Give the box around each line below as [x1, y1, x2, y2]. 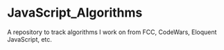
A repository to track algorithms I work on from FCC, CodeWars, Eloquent [7, 28, 217, 36]
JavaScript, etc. [7, 35, 52, 43]
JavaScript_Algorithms [7, 5, 143, 21]
